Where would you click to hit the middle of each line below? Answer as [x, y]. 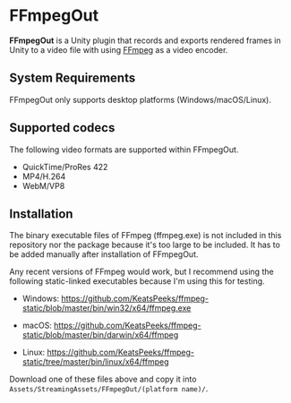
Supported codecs [62, 128]
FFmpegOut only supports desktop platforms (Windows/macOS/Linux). [140, 99]
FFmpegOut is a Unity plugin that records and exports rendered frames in [145, 40]
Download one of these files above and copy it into [103, 379]
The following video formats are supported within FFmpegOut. [124, 150]
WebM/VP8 [43, 185]
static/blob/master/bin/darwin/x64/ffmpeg [100, 335]
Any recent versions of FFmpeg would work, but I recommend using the [142, 272]
